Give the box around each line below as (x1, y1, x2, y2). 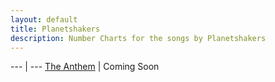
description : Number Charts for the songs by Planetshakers (10, 33, 267, 43)
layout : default (10, 14, 78, 25)
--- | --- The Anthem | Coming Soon (10, 61, 160, 73)
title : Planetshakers (10, 24, 101, 34)
